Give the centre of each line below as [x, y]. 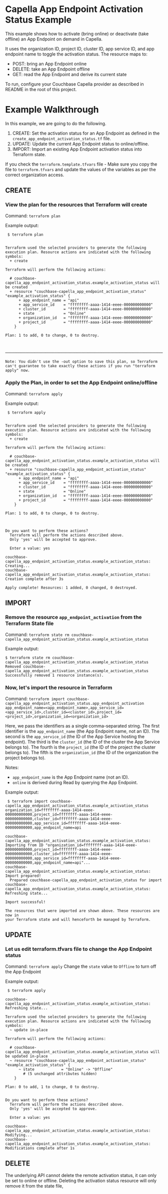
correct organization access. [35, 175]
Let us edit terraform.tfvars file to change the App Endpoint [79, 949]
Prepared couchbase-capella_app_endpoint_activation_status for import [86, 880]
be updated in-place [27, 1056]
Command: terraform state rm [37, 635]
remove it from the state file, [34, 1186]
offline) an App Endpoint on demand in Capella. [54, 39]
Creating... [17, 566]
